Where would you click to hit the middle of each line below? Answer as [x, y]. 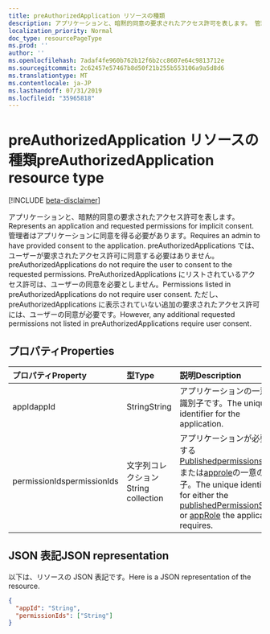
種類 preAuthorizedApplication [111, 161]
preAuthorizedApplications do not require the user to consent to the [121, 265]
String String [149, 407]
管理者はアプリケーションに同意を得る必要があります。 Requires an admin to [135, 236]
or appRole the [207, 515]
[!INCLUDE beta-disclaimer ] [54, 200]
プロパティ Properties [61, 351]
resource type [56, 178]
